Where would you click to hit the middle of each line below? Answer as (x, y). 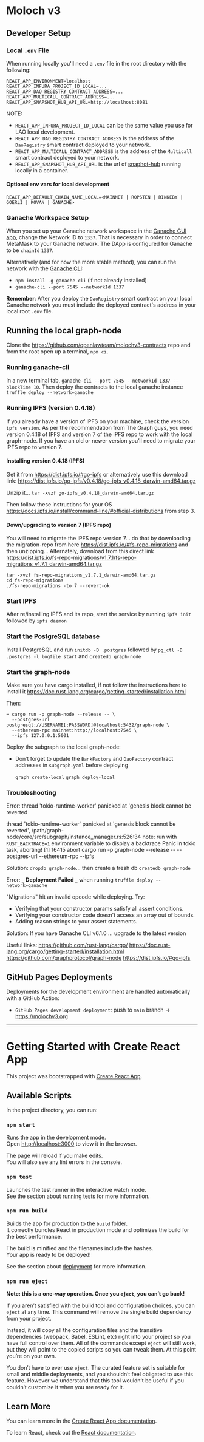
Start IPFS (21, 601)
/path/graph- (47, 831)
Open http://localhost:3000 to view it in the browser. (72, 1144)
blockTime (19, 387)
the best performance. (34, 1236)
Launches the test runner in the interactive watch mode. (76, 1189)
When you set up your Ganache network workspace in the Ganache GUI (97, 231)
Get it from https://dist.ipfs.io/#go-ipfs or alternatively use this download (97, 474)
